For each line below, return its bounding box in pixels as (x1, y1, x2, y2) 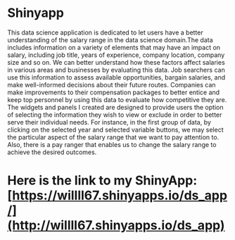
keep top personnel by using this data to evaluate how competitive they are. (7, 95, 227, 103)
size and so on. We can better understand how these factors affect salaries (7, 58, 225, 66)
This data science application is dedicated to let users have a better (7, 28, 203, 37)
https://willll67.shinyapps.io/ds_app (12, 188, 227, 203)
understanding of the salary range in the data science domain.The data (7, 35, 213, 44)
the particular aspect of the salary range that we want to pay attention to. (7, 132, 220, 141)
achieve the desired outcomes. (7, 148, 97, 156)
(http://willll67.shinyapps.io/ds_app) (7, 217, 225, 234)
